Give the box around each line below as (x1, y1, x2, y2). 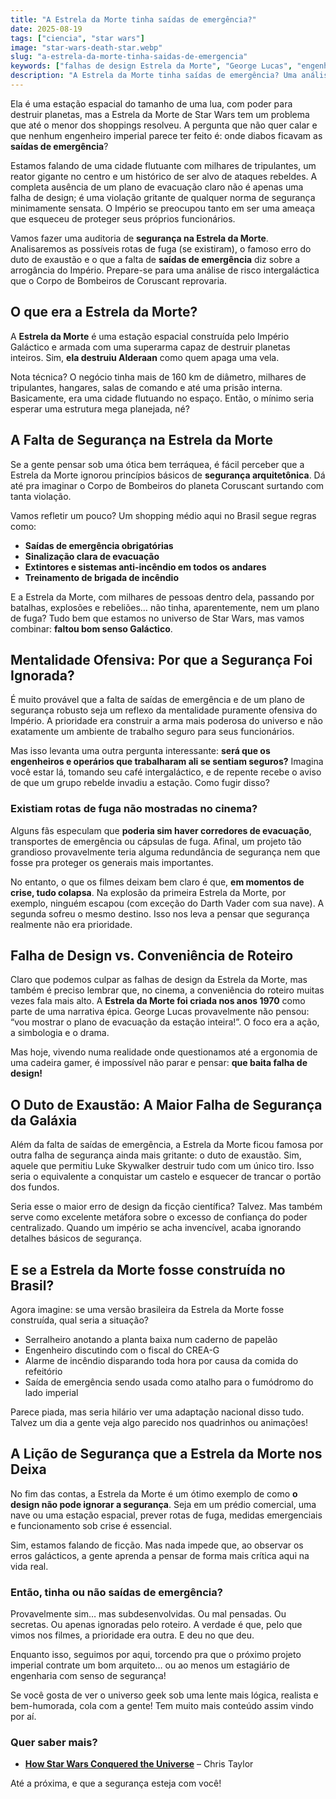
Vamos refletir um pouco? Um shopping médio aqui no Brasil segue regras (10, 509, 317, 521)
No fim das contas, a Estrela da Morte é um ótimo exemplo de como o (10, 1487, 298, 1500)
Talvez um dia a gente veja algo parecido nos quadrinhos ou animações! (10, 1417, 308, 1429)
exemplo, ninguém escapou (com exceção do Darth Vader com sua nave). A (10, 897, 325, 909)
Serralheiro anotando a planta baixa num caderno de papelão (24, 1334, 278, 1346)
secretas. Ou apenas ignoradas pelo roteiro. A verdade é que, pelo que (10, 1619, 303, 1631)
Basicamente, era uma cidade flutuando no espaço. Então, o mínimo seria (10, 392, 314, 404)
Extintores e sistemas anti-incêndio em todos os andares (24, 561, 267, 573)
